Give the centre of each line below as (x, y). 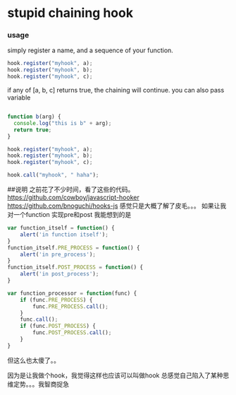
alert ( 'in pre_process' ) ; (58, 254)
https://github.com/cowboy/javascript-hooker (73, 197)
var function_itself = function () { (61, 228)
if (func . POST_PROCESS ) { (58, 326)
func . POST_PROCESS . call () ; (72, 333)
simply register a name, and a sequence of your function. (91, 50)
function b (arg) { (34, 117)
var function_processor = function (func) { (72, 293)
